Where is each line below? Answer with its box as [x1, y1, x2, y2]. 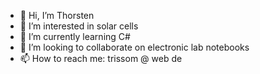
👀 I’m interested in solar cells [19, 20, 139, 32]
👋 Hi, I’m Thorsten [19, 10, 95, 21]
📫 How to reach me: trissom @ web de [19, 53, 183, 64]
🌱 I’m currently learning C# [19, 31, 131, 42]
